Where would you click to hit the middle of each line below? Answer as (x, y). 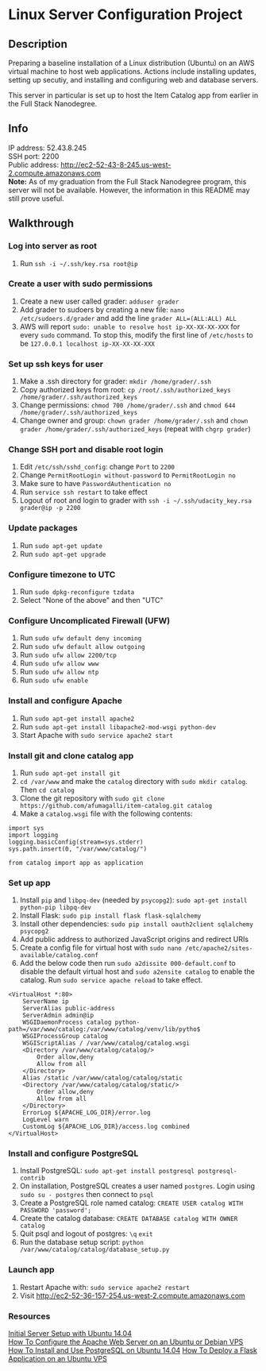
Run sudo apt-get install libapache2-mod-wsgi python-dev (118, 726)
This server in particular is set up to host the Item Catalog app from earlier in (133, 95)
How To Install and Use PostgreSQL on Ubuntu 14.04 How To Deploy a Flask (133, 1350)
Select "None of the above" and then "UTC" (92, 600)
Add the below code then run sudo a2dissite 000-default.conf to (127, 964)
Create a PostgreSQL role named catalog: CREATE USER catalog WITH (131, 1203)
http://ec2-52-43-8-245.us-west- (116, 164)
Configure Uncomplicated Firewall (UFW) (89, 620)
